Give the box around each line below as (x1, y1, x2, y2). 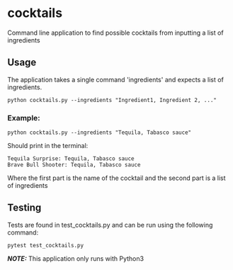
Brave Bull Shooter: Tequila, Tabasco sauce (7, 162, 141, 169)
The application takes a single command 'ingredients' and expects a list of (7, 75, 225, 84)
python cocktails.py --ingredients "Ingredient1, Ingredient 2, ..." (7, 96, 217, 103)
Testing (7, 202, 42, 214)
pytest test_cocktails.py (7, 242, 84, 249)
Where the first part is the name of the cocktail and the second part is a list (7, 174, 226, 182)
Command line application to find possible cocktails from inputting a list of (7, 28, 225, 37)
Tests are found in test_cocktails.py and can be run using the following (7, 220, 213, 229)
